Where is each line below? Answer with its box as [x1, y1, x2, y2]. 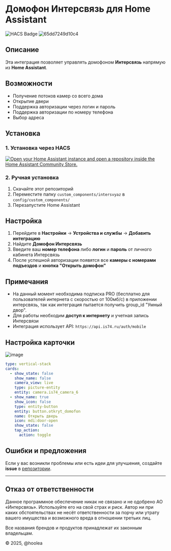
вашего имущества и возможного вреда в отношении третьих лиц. [5, 515, 152, 521]
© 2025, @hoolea [5, 540, 43, 546]
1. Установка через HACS [5, 144, 70, 151]
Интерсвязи [12, 318, 39, 324]
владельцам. [5, 530, 34, 536]
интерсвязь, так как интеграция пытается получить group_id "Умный [12, 301, 163, 308]
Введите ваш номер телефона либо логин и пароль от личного [12, 246, 152, 253]
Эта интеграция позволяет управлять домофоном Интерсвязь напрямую [5, 59, 166, 65]
